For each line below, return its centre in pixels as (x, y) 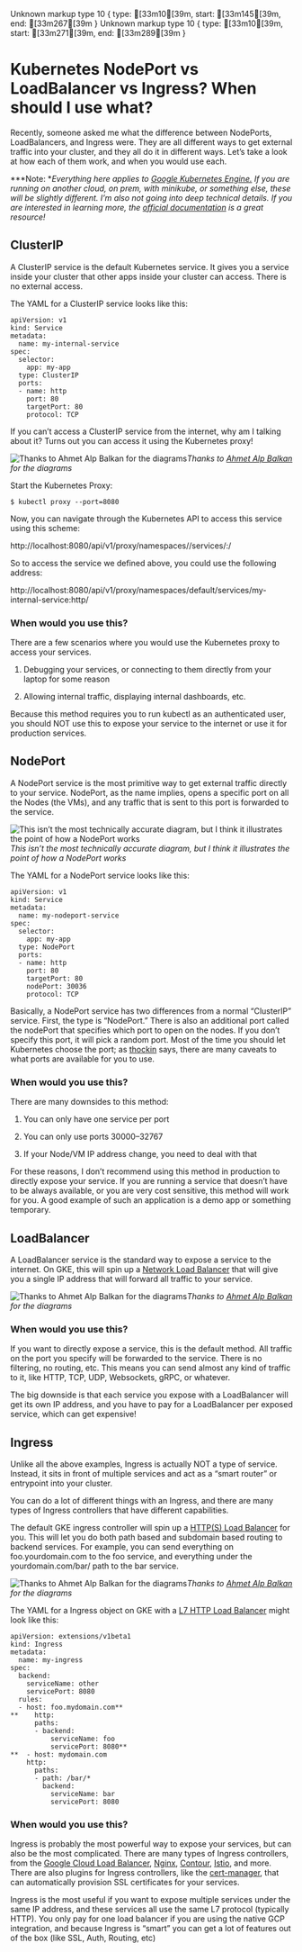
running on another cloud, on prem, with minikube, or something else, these (151, 188)
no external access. (47, 286)
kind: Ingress (37, 1645)
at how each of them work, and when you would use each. (119, 161)
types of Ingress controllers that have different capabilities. (120, 1510)
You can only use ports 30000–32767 (93, 1137)
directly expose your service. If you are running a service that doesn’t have (149, 1181)
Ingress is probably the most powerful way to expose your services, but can (151, 1844)
